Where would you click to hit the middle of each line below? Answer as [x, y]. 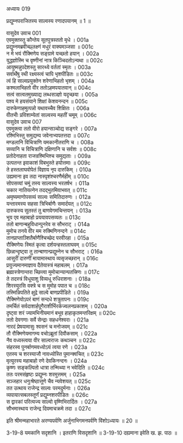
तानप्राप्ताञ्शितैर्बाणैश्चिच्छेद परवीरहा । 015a [48, 238]
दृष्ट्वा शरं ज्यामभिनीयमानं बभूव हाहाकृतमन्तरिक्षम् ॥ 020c [61, 313]
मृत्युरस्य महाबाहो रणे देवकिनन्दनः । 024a [47, 361]
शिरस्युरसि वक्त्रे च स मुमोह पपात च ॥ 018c [48, 286]
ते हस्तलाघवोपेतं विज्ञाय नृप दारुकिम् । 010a [49, 170]
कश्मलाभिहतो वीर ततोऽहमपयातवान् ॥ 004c [49, 88]
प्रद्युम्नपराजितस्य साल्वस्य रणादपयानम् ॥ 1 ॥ [48, 21]
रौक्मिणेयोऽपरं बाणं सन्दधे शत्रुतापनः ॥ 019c [48, 299]
